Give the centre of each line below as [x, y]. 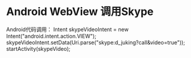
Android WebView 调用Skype [80, 12]
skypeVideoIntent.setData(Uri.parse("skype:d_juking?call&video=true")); [96, 42]
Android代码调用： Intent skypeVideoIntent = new [67, 29]
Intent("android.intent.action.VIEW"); [51, 36]
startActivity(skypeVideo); [38, 48]
